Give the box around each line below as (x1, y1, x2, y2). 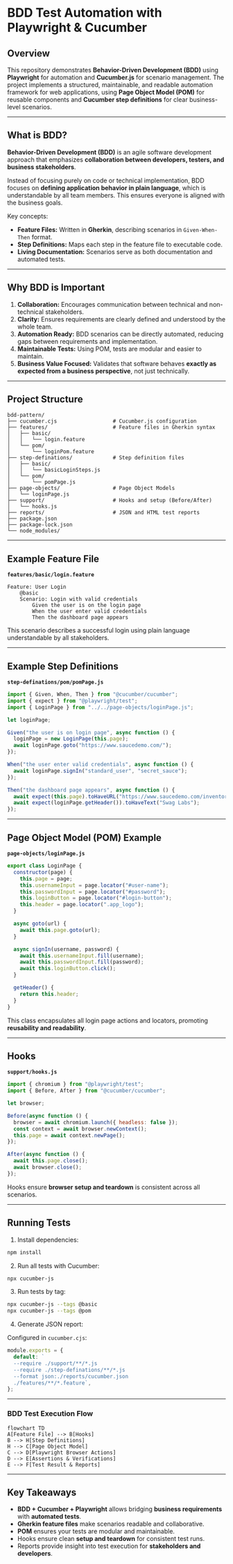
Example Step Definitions (7, 660, 119, 672)
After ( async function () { (7, 1151, 85, 1158)
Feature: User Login (7, 583, 67, 591)
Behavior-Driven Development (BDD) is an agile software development (7, 148, 212, 156)
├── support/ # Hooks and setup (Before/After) (7, 497, 213, 504)
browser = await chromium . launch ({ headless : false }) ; (13, 1119, 178, 1125)
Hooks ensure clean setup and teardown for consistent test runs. (17, 1535, 205, 1543)
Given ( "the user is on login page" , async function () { (7, 729, 175, 736)
